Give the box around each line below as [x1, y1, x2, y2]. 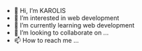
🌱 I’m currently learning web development [13, 21, 135, 29]
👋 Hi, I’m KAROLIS [13, 7, 66, 14]
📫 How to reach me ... [13, 37, 79, 44]
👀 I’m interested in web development [13, 14, 120, 22]
